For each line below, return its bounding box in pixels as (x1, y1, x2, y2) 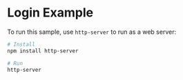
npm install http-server (7, 47, 79, 54)
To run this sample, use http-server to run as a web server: (7, 28, 177, 36)
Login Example (7, 5, 94, 21)
